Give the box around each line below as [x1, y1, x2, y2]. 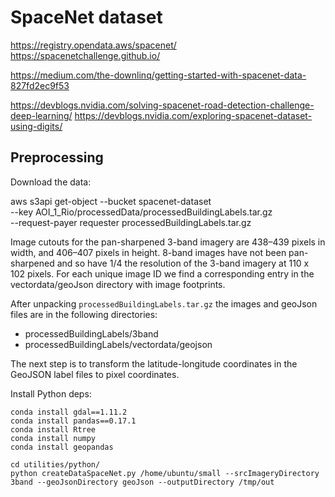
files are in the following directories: [10, 308, 158, 320]
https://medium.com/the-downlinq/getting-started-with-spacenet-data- [10, 69, 307, 81]
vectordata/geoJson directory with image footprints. [10, 278, 226, 290]
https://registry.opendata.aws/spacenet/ [10, 39, 177, 51]
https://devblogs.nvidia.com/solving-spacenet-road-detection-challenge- [10, 99, 315, 111]
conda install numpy [10, 433, 97, 443]
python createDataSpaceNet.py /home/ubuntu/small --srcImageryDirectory [10, 468, 320, 478]
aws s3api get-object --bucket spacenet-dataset [10, 195, 212, 207]
